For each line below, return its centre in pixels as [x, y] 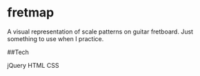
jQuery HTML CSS [33, 65]
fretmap [31, 13]
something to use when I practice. [56, 38]
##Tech [18, 52]
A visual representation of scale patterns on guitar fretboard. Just [100, 31]
